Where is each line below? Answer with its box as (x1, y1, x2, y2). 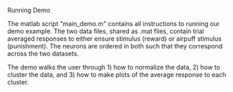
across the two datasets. (7, 49, 79, 58)
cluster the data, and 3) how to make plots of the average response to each (7, 70, 227, 79)
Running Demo (7, 6, 51, 14)
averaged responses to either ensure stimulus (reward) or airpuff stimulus (7, 34, 222, 43)
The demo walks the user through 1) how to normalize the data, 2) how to (7, 63, 220, 71)
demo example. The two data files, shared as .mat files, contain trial (7, 27, 205, 35)
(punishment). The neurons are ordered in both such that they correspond (7, 42, 222, 50)
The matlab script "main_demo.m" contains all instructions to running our (7, 20, 220, 27)
